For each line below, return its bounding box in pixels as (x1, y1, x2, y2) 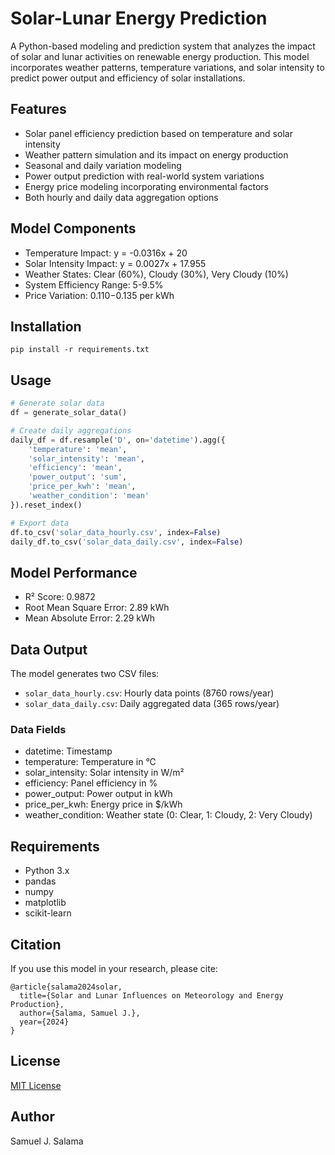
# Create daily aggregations (10, 425, 132, 436)
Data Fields (10, 722, 67, 736)
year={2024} (19, 1017, 70, 1027)
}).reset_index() (10, 500, 83, 510)
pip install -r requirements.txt (10, 345, 150, 355)
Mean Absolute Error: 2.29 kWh (24, 612, 156, 624)
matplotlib (24, 897, 67, 909)
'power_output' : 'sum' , (28, 472, 128, 482)
